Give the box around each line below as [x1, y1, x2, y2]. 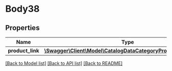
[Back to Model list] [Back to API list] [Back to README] [5, 60, 123, 66]
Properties [5, 23, 40, 32]
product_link [8, 47, 39, 54]
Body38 [5, 3, 40, 15]
